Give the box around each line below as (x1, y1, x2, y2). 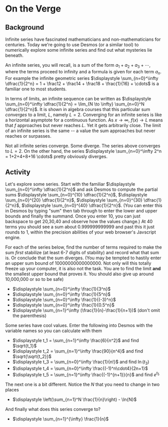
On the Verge (5, 3, 61, 15)
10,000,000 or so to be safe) (5, 276, 64, 282)
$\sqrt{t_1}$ (12, 343, 37, 349)
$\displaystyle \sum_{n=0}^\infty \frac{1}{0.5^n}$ (12, 302, 115, 308)
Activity (5, 168, 31, 176)
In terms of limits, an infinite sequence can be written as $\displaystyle (5, 95, 151, 101)
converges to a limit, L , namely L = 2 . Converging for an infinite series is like (5, 112, 162, 118)
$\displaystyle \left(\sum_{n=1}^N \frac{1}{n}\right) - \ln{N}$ (12, 396, 137, 402)
